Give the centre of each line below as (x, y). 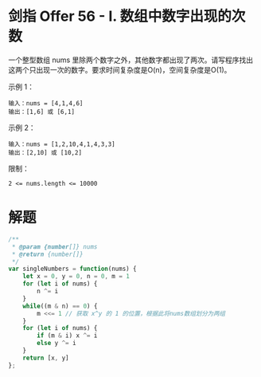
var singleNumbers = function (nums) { (72, 269)
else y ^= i (57, 344)
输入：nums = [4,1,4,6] (46, 103)
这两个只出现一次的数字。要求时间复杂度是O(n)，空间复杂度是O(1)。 (120, 69)
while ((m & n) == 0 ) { (60, 306)
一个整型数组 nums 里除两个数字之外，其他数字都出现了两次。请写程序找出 (131, 60)
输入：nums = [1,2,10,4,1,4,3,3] (62, 144)
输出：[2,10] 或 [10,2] (45, 152)
